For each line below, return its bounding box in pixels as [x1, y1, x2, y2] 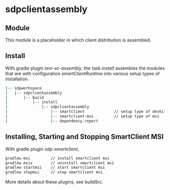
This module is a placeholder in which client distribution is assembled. [5, 37, 151, 43]
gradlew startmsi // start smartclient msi [5, 165, 105, 170]
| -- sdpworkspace [5, 85, 42, 90]
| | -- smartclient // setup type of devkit [5, 109, 166, 114]
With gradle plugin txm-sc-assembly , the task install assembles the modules [5, 65, 165, 71]
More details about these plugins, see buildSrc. [5, 179, 104, 185]
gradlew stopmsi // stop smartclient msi [5, 170, 103, 175]
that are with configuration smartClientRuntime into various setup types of [5, 70, 160, 76]
